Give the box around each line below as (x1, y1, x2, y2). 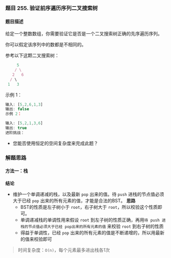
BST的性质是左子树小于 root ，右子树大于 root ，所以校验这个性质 (20, 204, 158, 210)
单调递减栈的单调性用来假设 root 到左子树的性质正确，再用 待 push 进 (20, 216, 166, 223)
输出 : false (5, 107, 29, 112)
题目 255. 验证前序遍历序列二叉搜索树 (5, 4, 98, 11)
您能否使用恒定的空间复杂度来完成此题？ (12, 140, 98, 146)
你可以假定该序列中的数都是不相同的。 (5, 42, 86, 48)
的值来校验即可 (20, 236, 52, 242)
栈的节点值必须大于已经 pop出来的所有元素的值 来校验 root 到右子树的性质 (20, 223, 164, 229)
